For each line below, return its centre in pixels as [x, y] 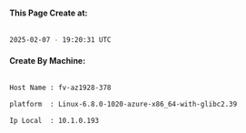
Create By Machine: [48, 60]
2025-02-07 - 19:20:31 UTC [60, 40]
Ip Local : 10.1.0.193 [54, 121]
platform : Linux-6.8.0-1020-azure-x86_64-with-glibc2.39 [123, 105]
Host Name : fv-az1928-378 [60, 88]
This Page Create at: [49, 13]
